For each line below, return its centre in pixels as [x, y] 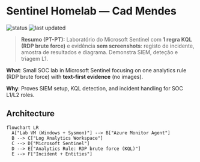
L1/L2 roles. [20, 95]
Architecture [31, 114]
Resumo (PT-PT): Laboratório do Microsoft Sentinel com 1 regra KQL [106, 39]
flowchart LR [23, 128]
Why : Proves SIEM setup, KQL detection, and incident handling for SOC [95, 88]
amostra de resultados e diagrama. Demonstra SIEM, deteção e [99, 52]
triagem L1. [34, 58]
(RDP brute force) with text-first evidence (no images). [75, 76]
